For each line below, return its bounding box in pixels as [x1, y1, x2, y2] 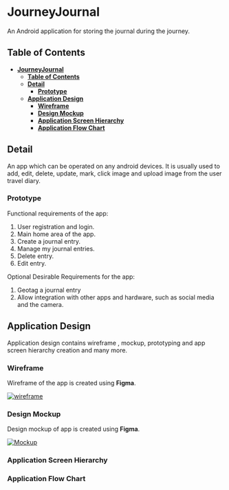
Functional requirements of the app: [7, 209, 109, 217]
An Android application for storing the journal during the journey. [7, 27, 190, 35]
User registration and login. [17, 222, 95, 231]
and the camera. [17, 300, 64, 308]
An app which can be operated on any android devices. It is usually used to [7, 162, 220, 170]
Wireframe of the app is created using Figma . [7, 379, 136, 387]
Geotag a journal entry [17, 286, 81, 294]
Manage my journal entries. [17, 244, 95, 253]
